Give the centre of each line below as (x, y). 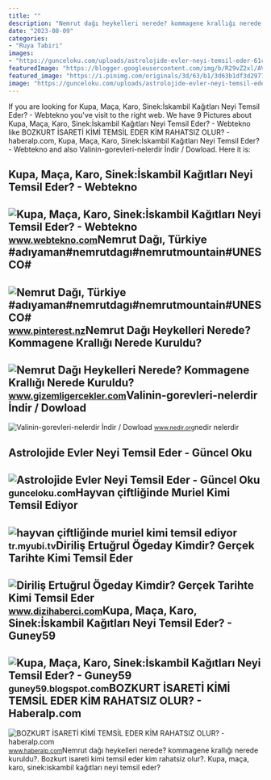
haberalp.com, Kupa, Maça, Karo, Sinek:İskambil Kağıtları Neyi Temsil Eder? (134, 140)
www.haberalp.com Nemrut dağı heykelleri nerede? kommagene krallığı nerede (133, 750)
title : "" (25, 16)
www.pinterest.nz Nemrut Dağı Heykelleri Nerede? (130, 330)
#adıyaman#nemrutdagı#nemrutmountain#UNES (135, 252)
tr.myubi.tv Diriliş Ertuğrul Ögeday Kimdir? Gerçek (131, 545)
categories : (28, 38)
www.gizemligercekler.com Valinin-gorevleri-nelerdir (133, 396)
